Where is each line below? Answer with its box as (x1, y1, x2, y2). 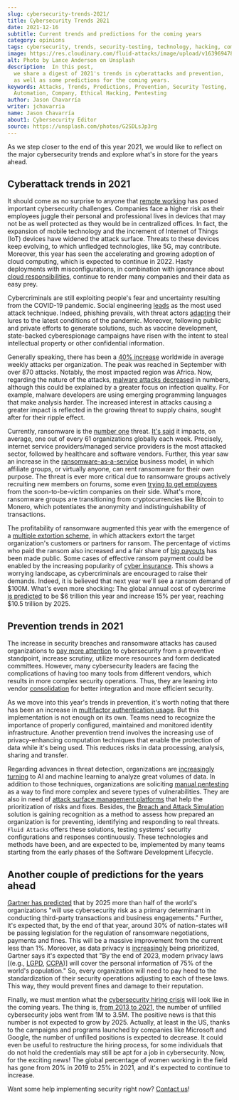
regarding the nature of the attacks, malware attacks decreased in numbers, (7, 375, 230, 384)
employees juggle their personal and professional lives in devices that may (7, 212, 226, 220)
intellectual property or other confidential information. (7, 339, 165, 348)
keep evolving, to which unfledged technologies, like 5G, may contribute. (7, 242, 221, 251)
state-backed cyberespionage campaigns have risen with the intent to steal (7, 331, 229, 340)
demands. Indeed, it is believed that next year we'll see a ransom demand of (7, 577, 231, 585)
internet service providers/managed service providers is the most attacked (7, 442, 227, 451)
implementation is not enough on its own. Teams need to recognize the (7, 713, 216, 722)
